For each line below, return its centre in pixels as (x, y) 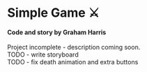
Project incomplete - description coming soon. (74, 47)
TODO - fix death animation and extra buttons (73, 62)
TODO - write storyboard (43, 55)
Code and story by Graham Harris (57, 32)
